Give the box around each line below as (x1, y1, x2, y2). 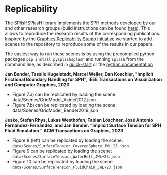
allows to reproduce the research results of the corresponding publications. (5, 30, 161, 36)
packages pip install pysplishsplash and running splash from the (5, 56, 144, 62)
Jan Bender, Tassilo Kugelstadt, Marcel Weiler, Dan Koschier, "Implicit (5, 71, 154, 77)
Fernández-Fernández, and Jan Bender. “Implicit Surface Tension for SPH (5, 122, 161, 128)
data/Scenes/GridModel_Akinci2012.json (12, 96, 96, 103)
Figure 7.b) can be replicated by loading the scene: (12, 102, 117, 108)
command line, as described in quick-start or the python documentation (5, 61, 153, 67)
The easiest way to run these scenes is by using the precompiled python (5, 51, 155, 57)
